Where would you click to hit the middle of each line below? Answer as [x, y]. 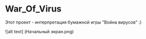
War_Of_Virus [33, 9]
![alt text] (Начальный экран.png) [39, 31]
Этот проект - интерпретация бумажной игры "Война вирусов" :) [73, 22]
